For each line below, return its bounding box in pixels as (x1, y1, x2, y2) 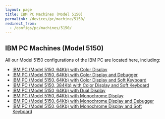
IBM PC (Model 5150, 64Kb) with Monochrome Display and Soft (12, 103, 142, 109)
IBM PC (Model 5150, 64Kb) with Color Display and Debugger (12, 72, 138, 78)
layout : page (5, 7, 32, 12)
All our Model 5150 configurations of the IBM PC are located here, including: (5, 57, 161, 63)
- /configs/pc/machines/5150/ (9, 26, 72, 31)
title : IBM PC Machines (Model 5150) (5, 12, 83, 17)
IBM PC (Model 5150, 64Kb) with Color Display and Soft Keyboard (12, 77, 147, 83)
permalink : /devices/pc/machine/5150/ (5, 16, 85, 21)
